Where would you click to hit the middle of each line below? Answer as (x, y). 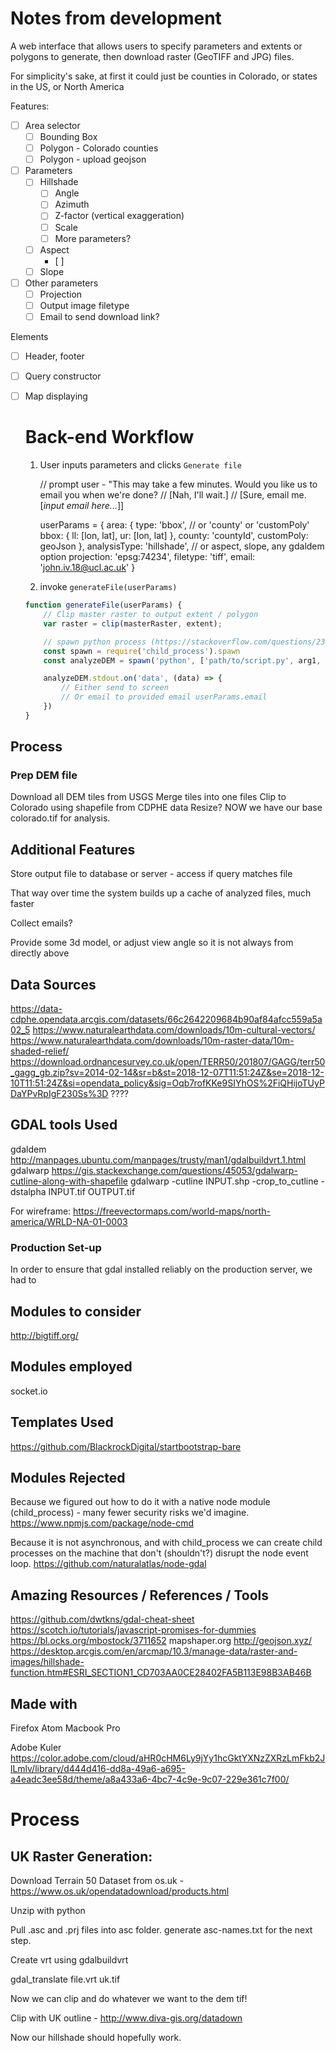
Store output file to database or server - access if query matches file (151, 874)
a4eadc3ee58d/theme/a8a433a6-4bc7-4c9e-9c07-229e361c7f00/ (150, 1779)
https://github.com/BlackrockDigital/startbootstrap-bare (126, 1446)
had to (23, 1280)
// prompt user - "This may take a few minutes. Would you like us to (178, 484)
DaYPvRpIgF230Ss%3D (59, 1094)
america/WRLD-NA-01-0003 (69, 1221)
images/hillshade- (47, 1662)
